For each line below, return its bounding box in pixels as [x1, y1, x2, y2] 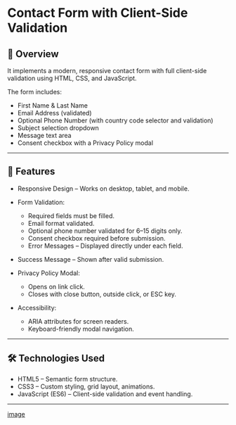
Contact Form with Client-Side [7, 5, 188, 21]
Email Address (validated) [17, 109, 93, 117]
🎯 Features [7, 165, 55, 177]
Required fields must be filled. [27, 211, 114, 220]
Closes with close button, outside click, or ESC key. [27, 290, 177, 298]
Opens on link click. [27, 282, 86, 291]
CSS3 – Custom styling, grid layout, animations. [17, 382, 155, 391]
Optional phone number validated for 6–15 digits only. [27, 227, 183, 235]
